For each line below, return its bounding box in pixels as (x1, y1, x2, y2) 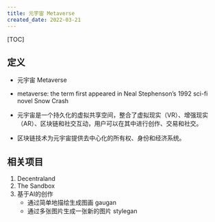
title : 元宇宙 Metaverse (7, 10, 75, 17)
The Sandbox (16, 182, 55, 190)
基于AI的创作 (16, 190, 53, 198)
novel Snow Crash (16, 97, 69, 105)
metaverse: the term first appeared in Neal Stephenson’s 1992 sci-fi (16, 89, 208, 98)
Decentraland (16, 175, 56, 183)
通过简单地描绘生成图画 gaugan (27, 199, 116, 207)
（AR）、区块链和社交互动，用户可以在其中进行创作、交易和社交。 (16, 120, 203, 128)
